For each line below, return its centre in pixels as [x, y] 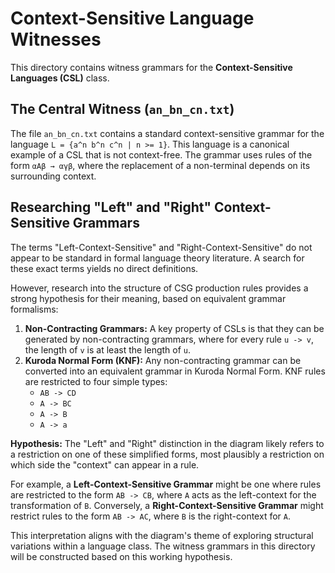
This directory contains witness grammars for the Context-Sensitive [151, 67]
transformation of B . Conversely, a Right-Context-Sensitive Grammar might [167, 505]
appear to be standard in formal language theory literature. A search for [157, 258]
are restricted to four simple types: [96, 381]
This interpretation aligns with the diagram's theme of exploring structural [162, 535]
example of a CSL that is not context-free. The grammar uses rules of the [161, 154]
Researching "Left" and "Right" [111, 207]
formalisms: [34, 309]
